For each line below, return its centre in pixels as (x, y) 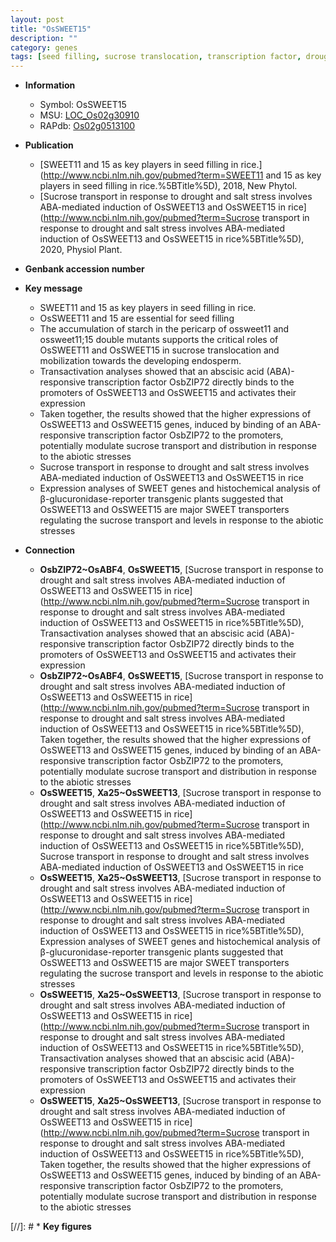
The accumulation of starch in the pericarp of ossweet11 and (164, 329)
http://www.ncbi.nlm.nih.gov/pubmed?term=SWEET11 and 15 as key (182, 175)
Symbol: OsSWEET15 (83, 105)
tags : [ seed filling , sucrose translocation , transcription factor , (156, 57)
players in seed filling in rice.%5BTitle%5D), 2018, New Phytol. (168, 186)
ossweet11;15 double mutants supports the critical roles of (159, 340)
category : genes (44, 47)
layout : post (37, 19)
